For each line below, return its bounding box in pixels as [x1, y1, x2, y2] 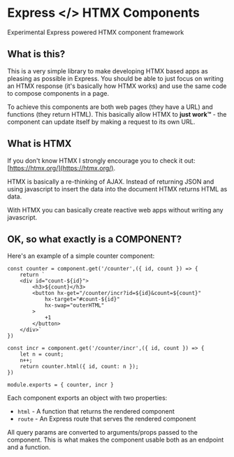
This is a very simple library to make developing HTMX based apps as [7, 66, 208, 75]
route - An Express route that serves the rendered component [17, 414, 196, 423]
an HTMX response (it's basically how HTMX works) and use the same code [7, 82, 227, 90]
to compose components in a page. [7, 89, 110, 97]
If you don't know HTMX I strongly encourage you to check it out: [7, 156, 196, 165]
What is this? [7, 48, 66, 60]
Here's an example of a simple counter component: [7, 252, 155, 260]
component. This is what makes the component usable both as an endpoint [7, 435, 224, 444]
